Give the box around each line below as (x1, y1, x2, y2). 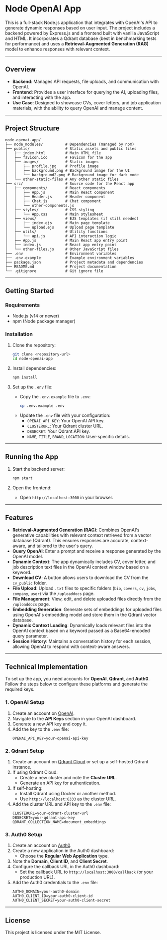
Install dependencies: (12, 365, 57, 371)
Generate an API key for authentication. (19, 780, 101, 786)
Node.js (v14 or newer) (12, 313, 60, 319)
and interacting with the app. (12, 94, 72, 100)
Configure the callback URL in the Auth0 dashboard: (12, 864, 120, 870)
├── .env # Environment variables (5, 251, 117, 256)
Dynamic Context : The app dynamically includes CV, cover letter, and (12, 559, 156, 565)
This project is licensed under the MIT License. (5, 930, 101, 936)
